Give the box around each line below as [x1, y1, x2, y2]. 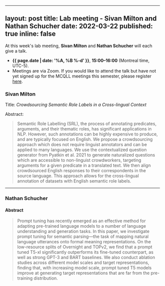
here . [12, 78, 23, 84]
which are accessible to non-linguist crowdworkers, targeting [17, 157, 141, 163]
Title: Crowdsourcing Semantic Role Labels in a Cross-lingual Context [5, 102, 147, 108]
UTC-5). [12, 62, 29, 69]
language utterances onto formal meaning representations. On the [17, 239, 151, 245]
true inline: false [5, 30, 56, 38]
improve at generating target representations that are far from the [17, 270, 150, 276]
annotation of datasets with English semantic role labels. [17, 178, 132, 184]
